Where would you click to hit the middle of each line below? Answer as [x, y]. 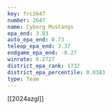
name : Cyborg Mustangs [41, 27]
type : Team [23, 79]
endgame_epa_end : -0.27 [42, 53]
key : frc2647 [26, 14]
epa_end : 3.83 [28, 33]
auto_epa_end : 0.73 [36, 40]
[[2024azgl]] [26, 99]
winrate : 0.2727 [31, 60]
